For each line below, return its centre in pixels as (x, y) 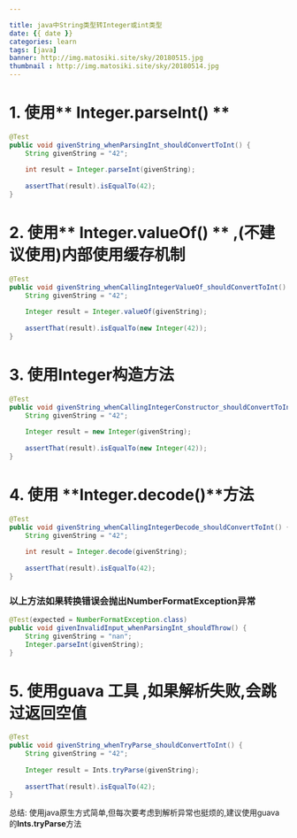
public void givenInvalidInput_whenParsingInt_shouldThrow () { (128, 628)
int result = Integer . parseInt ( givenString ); (110, 170)
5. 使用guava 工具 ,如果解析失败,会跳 (143, 691)
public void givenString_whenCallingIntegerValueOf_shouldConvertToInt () (148, 287)
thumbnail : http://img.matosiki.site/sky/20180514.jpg (114, 66)
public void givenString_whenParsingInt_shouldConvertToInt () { (130, 145)
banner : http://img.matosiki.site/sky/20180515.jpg (106, 58)
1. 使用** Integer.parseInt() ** (120, 113)
